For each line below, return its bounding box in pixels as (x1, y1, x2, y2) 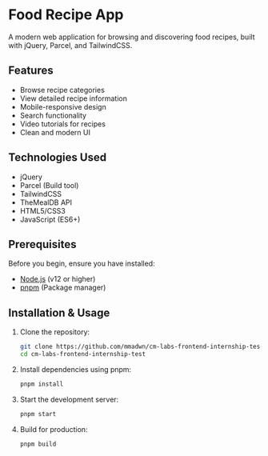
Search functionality (19, 110, 86, 120)
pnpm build (19, 440, 57, 448)
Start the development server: (19, 394, 119, 404)
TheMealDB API (19, 198, 73, 207)
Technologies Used (8, 150, 106, 165)
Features (8, 64, 54, 78)
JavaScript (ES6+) (19, 214, 81, 224)
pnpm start (19, 410, 57, 418)
